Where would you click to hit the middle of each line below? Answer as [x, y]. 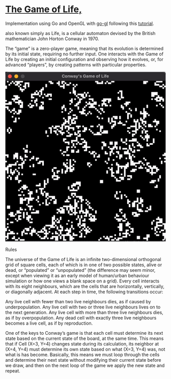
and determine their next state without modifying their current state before [83, 360]
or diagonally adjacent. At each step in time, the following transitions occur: [84, 292]
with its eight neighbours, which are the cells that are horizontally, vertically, [85, 287]
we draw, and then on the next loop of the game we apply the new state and [85, 366]
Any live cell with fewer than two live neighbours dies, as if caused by [78, 302]
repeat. [13, 371]
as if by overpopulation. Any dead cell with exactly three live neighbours [81, 318]
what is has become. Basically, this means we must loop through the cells [82, 355]
